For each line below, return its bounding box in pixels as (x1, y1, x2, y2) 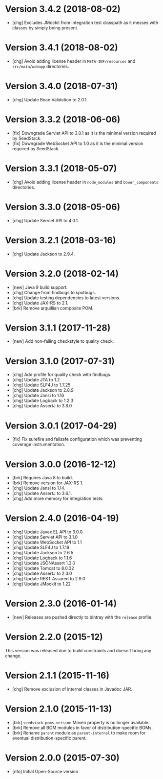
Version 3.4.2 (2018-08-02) (5, 3, 121, 15)
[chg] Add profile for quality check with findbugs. (12, 372, 111, 378)
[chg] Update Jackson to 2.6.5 (12, 550, 74, 556)
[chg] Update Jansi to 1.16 (12, 393, 64, 399)
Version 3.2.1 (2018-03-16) (5, 235, 116, 246)
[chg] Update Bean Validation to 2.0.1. (12, 96, 88, 102)
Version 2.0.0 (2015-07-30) (5, 753, 120, 763)
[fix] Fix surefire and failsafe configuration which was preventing (12, 436, 143, 442)
